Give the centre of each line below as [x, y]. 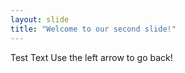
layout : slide [40, 19]
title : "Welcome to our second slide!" [93, 29]
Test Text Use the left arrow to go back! [91, 57]
